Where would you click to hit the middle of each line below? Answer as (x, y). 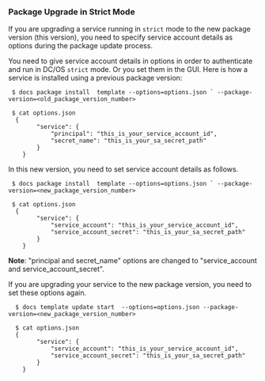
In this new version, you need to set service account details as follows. (123, 169)
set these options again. (47, 293)
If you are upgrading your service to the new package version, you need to (130, 285)
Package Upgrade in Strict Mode (72, 12)
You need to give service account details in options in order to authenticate (131, 61)
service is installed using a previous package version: (95, 78)
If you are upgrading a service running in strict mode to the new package (129, 29)
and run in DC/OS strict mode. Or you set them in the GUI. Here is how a (128, 70)
